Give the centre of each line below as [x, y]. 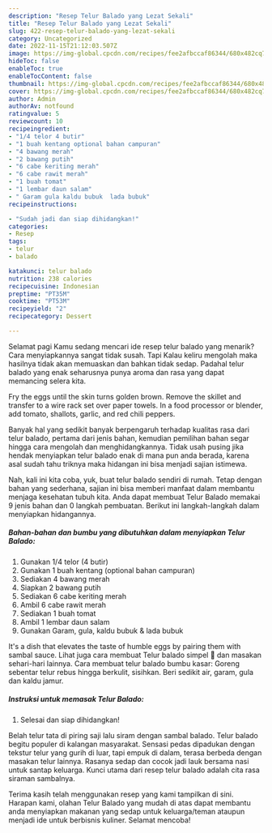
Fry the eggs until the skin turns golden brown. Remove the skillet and [125, 396]
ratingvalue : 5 [34, 114]
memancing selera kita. [47, 381]
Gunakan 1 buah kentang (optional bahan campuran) [108, 570]
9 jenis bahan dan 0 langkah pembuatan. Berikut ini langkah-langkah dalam [134, 505]
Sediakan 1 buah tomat [58, 613]
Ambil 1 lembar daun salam [65, 622]
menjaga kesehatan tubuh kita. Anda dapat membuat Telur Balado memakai [134, 497]
